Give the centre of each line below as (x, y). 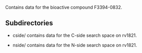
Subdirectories (29, 23)
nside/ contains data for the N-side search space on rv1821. (75, 45)
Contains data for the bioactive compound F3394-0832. (64, 7)
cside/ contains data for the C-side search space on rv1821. (75, 35)
